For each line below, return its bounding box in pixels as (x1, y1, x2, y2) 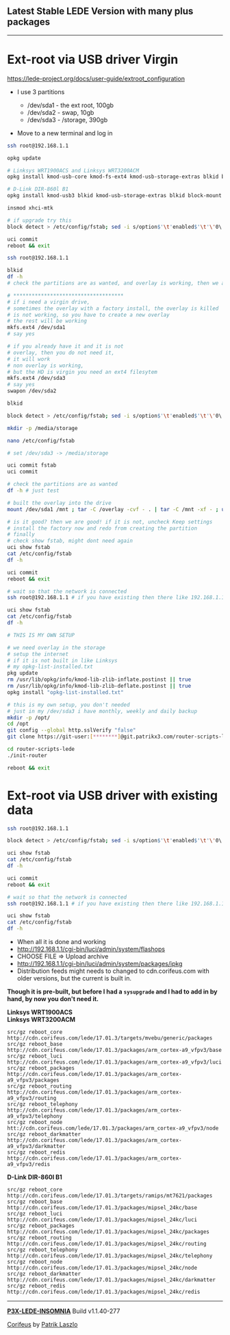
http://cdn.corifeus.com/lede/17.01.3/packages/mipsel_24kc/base (7, 1204, 197, 1211)
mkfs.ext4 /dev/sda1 (7, 324, 66, 331)
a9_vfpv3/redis (7, 1161, 51, 1168)
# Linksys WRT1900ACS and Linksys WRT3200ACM (7, 167, 139, 174)
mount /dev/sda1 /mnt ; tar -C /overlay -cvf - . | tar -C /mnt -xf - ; (7, 506, 219, 513)
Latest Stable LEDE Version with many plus (7, 5, 194, 17)
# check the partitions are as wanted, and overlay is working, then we (7, 280, 219, 287)
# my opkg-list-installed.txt (7, 663, 94, 671)
